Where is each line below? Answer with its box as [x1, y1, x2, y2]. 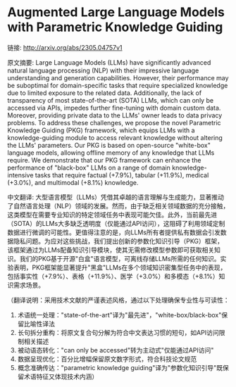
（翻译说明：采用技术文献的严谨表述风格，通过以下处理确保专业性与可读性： [7, 296, 230, 304]
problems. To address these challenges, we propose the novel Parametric [7, 118, 221, 127]
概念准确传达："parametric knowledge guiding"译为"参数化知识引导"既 [17, 363, 223, 372]
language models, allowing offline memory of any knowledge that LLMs [7, 148, 215, 157]
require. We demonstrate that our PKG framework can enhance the [7, 156, 201, 164]
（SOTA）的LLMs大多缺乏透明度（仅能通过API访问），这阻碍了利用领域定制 [7, 219, 225, 227]
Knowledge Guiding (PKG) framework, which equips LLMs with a [7, 126, 195, 134]
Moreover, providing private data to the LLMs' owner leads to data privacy [7, 110, 223, 120]
